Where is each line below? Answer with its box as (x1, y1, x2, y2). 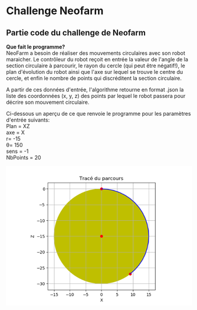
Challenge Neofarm (6, 4, 104, 18)
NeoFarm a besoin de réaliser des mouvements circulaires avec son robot (6, 50, 186, 57)
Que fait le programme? (6, 43, 65, 50)
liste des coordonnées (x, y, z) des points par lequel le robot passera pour (6, 93, 186, 99)
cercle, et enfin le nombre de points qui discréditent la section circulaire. (6, 75, 182, 81)
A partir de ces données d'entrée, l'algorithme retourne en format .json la (6, 86, 184, 93)
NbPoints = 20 (6, 154, 41, 161)
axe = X (6, 129, 25, 136)
